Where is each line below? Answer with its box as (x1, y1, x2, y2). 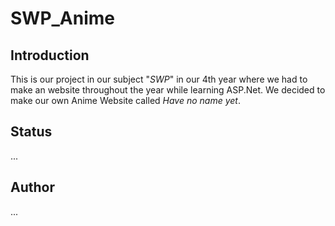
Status (10, 123, 53, 141)
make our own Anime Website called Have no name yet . (10, 95, 241, 106)
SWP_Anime (10, 7, 116, 30)
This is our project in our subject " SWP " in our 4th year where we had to (10, 73, 308, 85)
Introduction (10, 47, 90, 64)
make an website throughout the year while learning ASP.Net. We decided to (10, 84, 326, 96)
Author (10, 179, 55, 196)
